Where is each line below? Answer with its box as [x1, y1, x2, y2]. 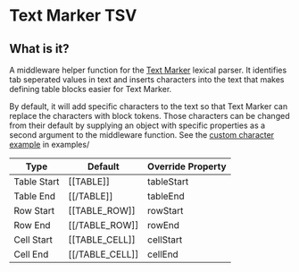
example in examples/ [9, 140, 90, 149]
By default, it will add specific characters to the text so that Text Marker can [9, 101, 288, 112]
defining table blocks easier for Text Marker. [9, 84, 172, 94]
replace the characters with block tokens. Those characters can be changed [9, 111, 290, 121]
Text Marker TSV [9, 5, 137, 26]
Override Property [146, 160, 227, 173]
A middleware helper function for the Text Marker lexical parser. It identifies [9, 64, 287, 75]
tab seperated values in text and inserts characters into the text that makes [9, 74, 285, 85]
